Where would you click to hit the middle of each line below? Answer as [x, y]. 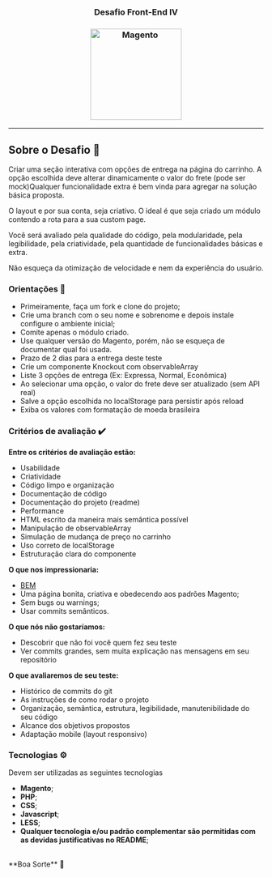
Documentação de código [64, 493]
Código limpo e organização [67, 485]
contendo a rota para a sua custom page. [77, 219]
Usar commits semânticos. [64, 611]
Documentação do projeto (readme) [80, 502]
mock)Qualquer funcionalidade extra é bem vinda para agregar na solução [133, 187]
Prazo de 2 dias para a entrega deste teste [91, 358]
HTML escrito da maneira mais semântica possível [104, 519]
